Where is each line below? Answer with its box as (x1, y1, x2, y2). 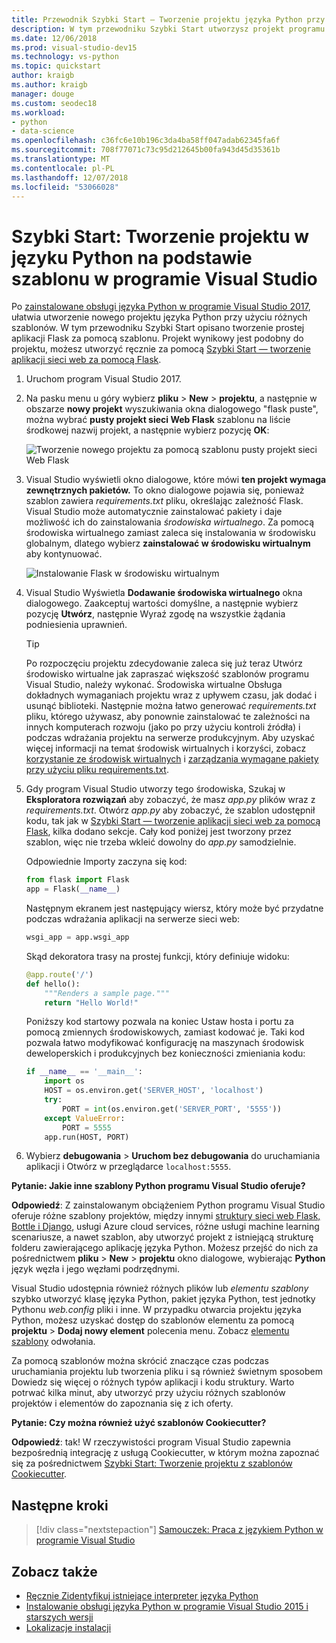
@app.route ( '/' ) (25, 969, 94, 980)
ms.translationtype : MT (11, 154, 111, 164)
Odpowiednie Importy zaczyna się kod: (25, 856, 188, 868)
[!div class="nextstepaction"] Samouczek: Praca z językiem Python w (35, 1524, 324, 1536)
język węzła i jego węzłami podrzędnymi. (11, 1263, 180, 1275)
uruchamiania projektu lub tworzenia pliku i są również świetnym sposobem (11, 1366, 323, 1378)
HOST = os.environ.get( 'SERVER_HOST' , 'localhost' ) (44, 1086, 264, 1096)
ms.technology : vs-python (11, 52, 119, 62)
